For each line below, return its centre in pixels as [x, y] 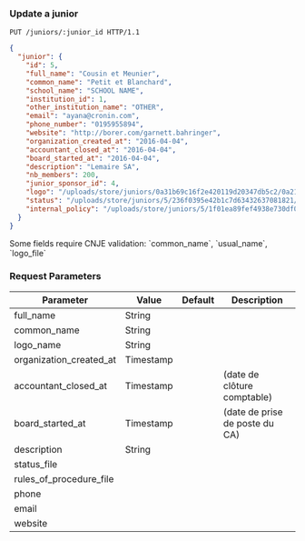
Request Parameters [55, 276]
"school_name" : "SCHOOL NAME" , [85, 90]
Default [198, 300]
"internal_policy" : [63, 209]
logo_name [38, 345]
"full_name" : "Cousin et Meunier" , [93, 74]
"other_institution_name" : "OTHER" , [95, 107]
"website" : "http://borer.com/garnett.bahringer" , [123, 133]
